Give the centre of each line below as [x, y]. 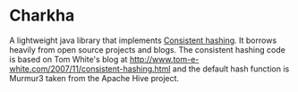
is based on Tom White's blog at [68, 59]
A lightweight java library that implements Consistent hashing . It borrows [143, 40]
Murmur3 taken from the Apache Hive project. [94, 78]
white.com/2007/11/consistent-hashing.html [90, 69]
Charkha [42, 16]
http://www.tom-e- [164, 59]
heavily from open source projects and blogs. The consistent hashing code [148, 49]
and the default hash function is [231, 69]
